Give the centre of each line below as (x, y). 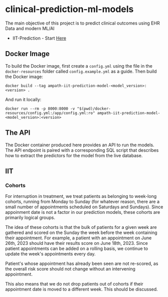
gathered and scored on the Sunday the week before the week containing (81, 233)
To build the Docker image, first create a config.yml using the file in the (79, 66)
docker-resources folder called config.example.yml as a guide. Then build (81, 71)
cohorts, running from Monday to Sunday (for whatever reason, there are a (82, 202)
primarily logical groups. (30, 218)
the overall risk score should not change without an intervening (70, 269)
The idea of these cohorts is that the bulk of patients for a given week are (81, 227)
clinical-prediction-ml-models (69, 9)
